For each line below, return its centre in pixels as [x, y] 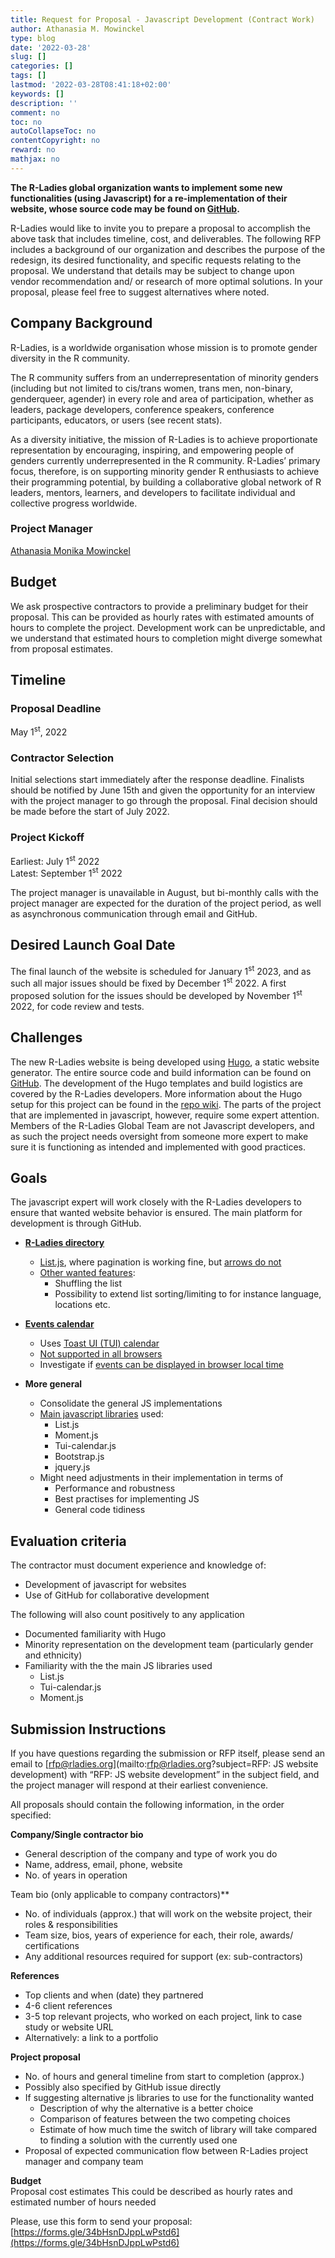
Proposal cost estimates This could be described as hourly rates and [151, 2191]
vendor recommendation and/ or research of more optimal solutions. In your [166, 281]
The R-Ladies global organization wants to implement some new [146, 187]
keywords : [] [37, 94]
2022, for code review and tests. [77, 1006]
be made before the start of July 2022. [90, 812]
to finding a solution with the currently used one [138, 2140]
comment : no [35, 112]
